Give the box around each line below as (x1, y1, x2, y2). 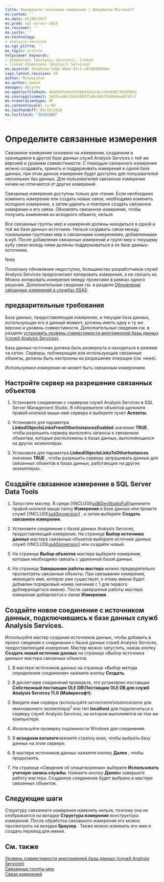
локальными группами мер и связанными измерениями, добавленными (5, 231, 158, 237)
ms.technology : (5, 35, 36, 40)
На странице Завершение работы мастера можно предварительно (12, 566, 155, 571)
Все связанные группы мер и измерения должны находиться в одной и (5, 221, 156, 227)
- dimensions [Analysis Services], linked (5, 57, 93, 62)
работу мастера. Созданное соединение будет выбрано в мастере (12, 775, 153, 781)
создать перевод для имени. (5, 828, 66, 834)
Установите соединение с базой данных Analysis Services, (12, 526, 135, 532)
